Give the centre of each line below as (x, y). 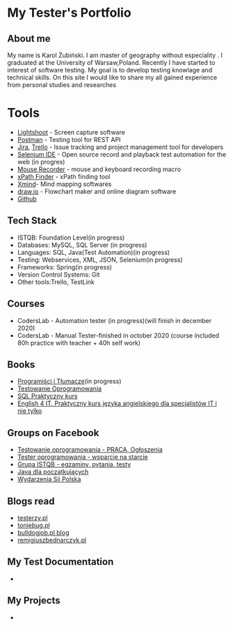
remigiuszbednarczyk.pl (52, 540)
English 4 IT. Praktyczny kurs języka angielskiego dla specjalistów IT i (117, 404)
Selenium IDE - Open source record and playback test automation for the (122, 154)
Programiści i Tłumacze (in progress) (69, 382)
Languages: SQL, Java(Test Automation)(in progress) (94, 252)
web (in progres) (41, 162)
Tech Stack (32, 221)
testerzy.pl (32, 518)
